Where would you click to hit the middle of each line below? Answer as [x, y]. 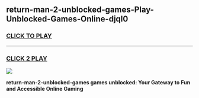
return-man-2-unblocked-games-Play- [80, 10]
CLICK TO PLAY [29, 36]
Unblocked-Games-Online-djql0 [67, 19]
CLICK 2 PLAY [27, 58]
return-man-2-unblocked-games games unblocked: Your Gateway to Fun [98, 82]
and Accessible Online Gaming [45, 88]
